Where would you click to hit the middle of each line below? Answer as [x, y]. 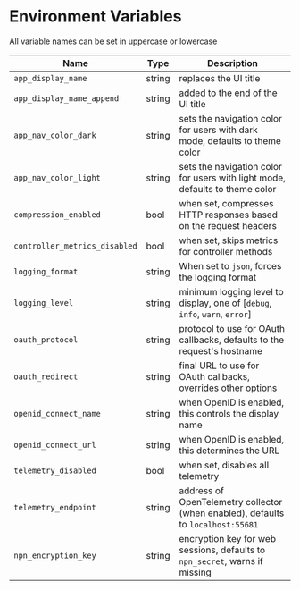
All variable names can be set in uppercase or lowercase [113, 41]
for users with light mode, [232, 178]
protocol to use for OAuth [232, 328]
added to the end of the [228, 93]
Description [233, 63]
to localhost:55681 [218, 524]
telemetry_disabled [55, 470]
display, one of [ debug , [225, 303]
